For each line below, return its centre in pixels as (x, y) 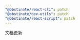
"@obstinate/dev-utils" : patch (37, 14)
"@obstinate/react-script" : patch (40, 18)
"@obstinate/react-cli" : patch (37, 9)
